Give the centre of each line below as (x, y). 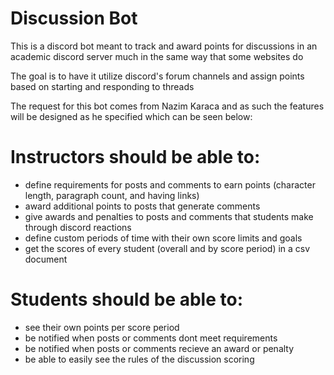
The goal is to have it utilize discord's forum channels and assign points (157, 76)
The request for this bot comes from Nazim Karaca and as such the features (167, 106)
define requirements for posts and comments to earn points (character (170, 184)
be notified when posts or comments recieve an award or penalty (159, 348)
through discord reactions (78, 227)
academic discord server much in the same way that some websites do (157, 56)
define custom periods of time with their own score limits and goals (163, 238)
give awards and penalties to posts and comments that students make (169, 216)
